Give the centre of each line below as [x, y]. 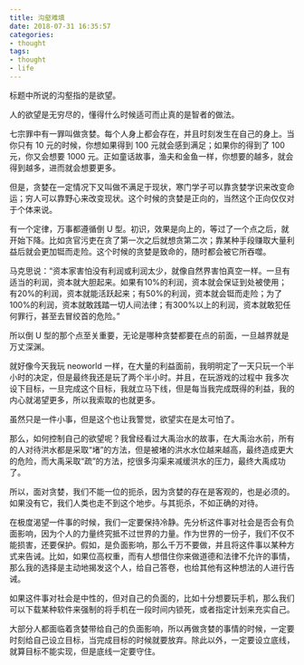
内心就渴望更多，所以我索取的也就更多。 [85, 400]
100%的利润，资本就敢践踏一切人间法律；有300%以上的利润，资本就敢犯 [146, 304]
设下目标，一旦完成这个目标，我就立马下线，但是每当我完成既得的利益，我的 [152, 388]
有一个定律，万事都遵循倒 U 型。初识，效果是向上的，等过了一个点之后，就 [149, 228]
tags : [19, 52]
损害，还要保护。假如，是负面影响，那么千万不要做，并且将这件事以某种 [152, 545]
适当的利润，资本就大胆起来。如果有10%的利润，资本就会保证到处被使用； [148, 282]
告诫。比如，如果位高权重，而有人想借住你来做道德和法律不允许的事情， [160, 556]
